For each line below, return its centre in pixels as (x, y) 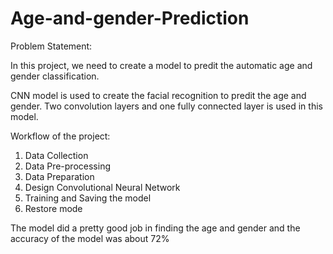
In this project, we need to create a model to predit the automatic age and (161, 65)
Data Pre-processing (67, 166)
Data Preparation (59, 176)
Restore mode (53, 208)
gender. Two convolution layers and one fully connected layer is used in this (166, 106)
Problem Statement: (51, 46)
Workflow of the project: (60, 136)
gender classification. (55, 76)
